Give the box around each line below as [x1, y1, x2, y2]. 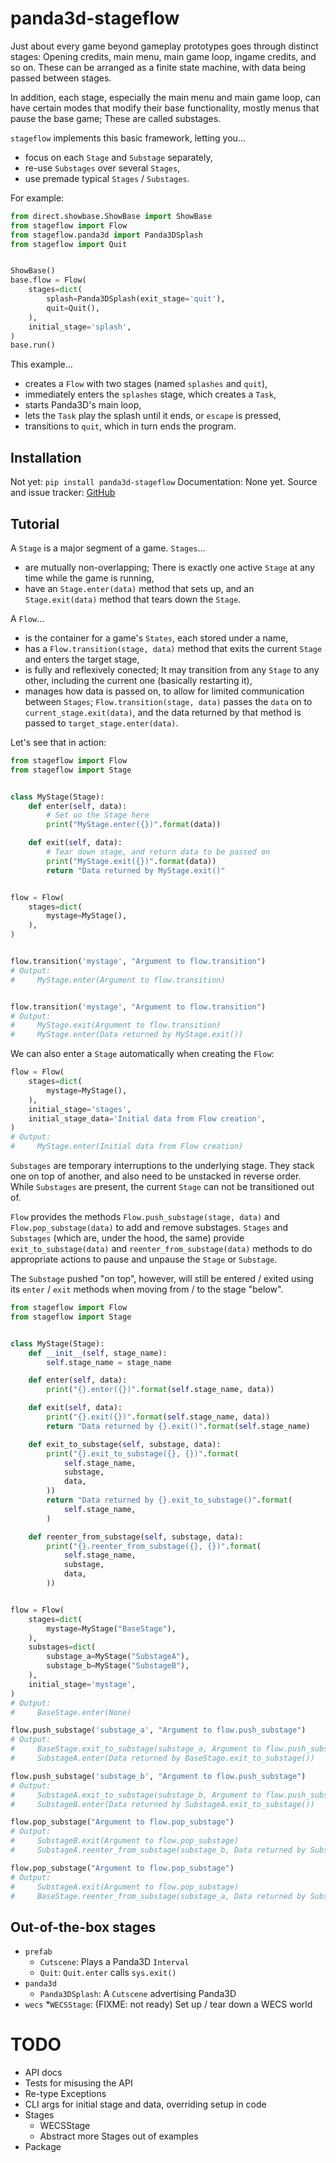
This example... [10, 358, 73, 371]
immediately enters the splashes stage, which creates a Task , [24, 388, 277, 401]
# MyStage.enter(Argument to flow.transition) [10, 975, 226, 985]
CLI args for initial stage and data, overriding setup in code [24, 2098, 267, 2111]
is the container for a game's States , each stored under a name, [24, 632, 289, 644]
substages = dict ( [28, 1642, 97, 1652]
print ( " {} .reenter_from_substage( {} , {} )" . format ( [46, 1541, 262, 1551]
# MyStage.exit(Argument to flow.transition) [10, 1020, 222, 1031]
